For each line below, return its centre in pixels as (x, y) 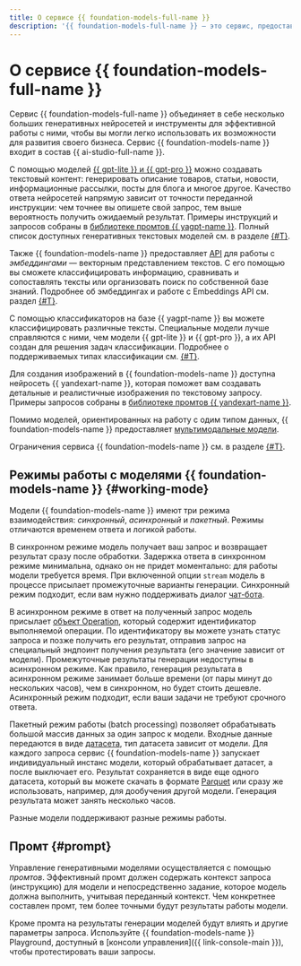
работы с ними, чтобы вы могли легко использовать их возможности (142, 133)
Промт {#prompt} (60, 846)
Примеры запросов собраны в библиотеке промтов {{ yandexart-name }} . (150, 402)
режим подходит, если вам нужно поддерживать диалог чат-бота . (137, 595)
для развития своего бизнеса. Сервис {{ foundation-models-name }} (140, 142)
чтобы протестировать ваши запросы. (83, 952)
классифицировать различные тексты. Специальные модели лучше (139, 328)
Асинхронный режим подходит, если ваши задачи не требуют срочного (148, 698)
